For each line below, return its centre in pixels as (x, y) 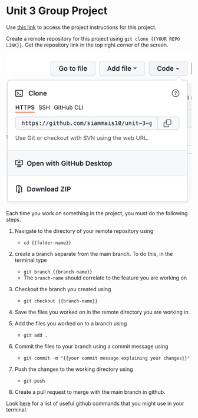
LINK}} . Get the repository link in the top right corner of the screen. (87, 45)
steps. (14, 220)
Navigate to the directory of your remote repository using (84, 231)
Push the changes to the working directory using (74, 369)
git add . (36, 335)
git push (34, 381)
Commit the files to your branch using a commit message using (91, 347)
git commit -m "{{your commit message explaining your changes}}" (107, 358)
